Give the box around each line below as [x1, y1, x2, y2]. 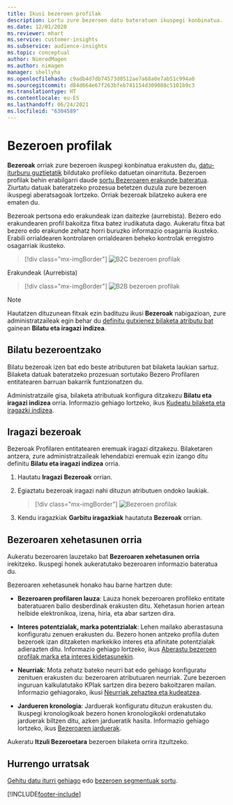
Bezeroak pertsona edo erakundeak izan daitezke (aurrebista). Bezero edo [7, 211, 222, 220]
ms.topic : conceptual [7, 50, 70, 57]
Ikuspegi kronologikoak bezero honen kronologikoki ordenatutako [17, 709, 206, 718]
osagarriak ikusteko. [7, 241, 66, 249]
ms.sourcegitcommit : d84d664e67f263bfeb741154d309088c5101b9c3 [7, 82, 195, 89]
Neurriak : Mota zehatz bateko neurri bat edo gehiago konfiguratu [17, 666, 206, 674]
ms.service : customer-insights [7, 36, 98, 43]
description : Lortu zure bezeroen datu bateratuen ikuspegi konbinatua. [7, 17, 223, 24]
